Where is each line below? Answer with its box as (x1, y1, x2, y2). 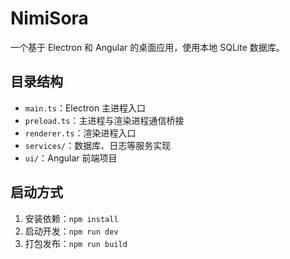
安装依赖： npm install (24, 212, 119, 224)
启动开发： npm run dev (24, 225, 119, 237)
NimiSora (10, 7, 89, 30)
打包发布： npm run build (24, 237, 128, 249)
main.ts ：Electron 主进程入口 (24, 102, 147, 114)
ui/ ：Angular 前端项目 (24, 152, 118, 164)
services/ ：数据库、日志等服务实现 (24, 139, 172, 151)
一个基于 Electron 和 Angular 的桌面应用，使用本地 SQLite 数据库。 (10, 41, 285, 53)
